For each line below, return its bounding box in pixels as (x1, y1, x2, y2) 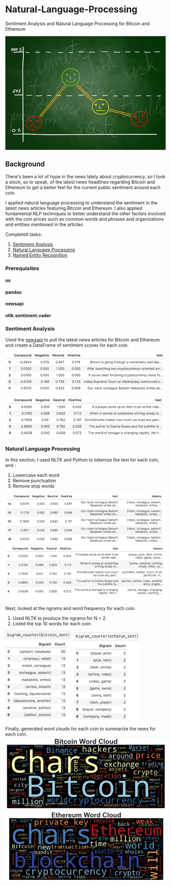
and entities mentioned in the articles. (5, 221, 84, 227)
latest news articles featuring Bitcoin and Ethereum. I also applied (5, 205, 142, 211)
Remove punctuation (12, 478, 56, 484)
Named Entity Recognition (12, 252, 68, 258)
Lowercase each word (12, 472, 60, 478)
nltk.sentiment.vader (5, 312, 51, 318)
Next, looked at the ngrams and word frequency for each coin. (5, 605, 136, 611)
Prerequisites (5, 265, 39, 272)
